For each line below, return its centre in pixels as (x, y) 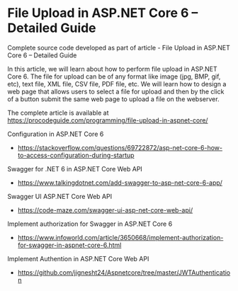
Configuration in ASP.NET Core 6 (56, 134)
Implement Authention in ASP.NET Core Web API (78, 258)
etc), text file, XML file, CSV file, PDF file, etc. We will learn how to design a (117, 84)
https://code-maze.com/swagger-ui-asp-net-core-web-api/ (105, 210)
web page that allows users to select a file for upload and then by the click (116, 91)
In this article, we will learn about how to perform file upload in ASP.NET (112, 69)
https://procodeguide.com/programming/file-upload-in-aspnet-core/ (108, 120)
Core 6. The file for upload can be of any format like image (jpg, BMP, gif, (114, 76)
